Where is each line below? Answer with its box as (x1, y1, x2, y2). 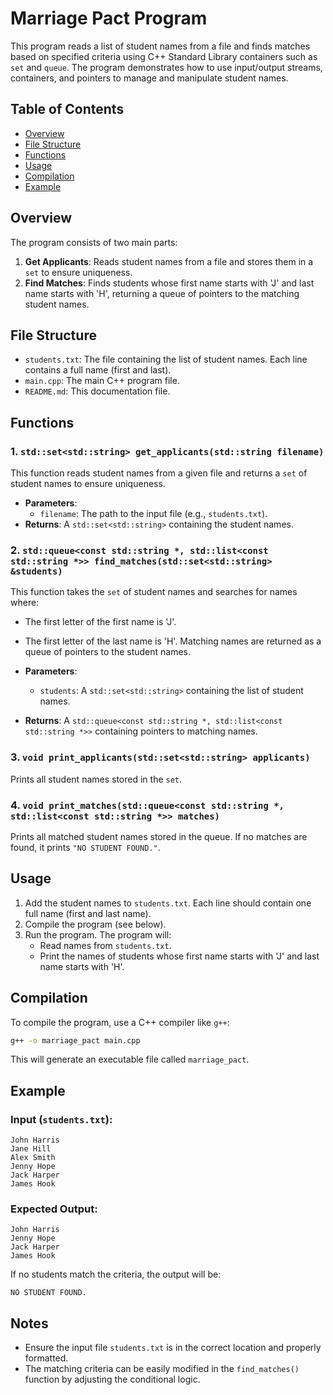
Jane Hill (10, 1144, 52, 1154)
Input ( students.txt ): (10, 1112, 113, 1126)
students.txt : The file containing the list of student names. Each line (24, 353, 308, 366)
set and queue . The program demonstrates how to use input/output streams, (10, 61, 323, 73)
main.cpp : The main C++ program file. (24, 375, 180, 387)
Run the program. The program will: (24, 928, 172, 941)
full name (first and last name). (24, 907, 152, 919)
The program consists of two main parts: (10, 236, 178, 248)
